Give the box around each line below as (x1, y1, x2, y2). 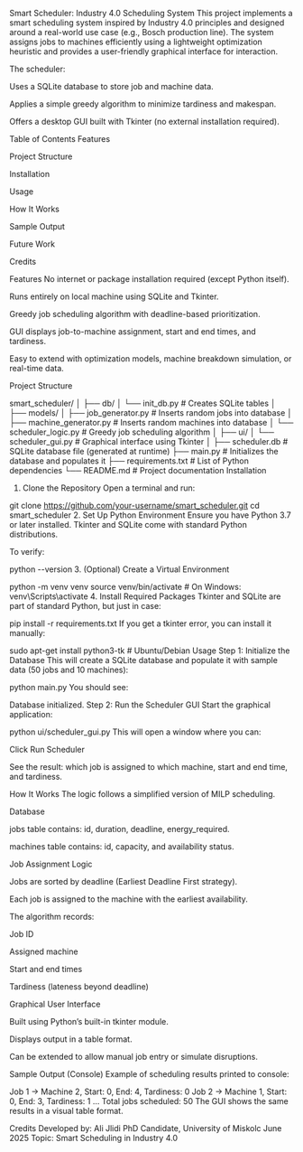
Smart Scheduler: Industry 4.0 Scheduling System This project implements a (9, 8, 293, 18)
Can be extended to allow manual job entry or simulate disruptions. (9, 1052, 259, 1062)
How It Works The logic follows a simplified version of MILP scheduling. (9, 789, 276, 799)
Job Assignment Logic (9, 858, 93, 869)
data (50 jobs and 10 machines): (9, 664, 129, 675)
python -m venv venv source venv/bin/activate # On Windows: (9, 582, 242, 592)
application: (9, 709, 53, 719)
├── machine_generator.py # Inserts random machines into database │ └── (9, 417, 294, 427)
